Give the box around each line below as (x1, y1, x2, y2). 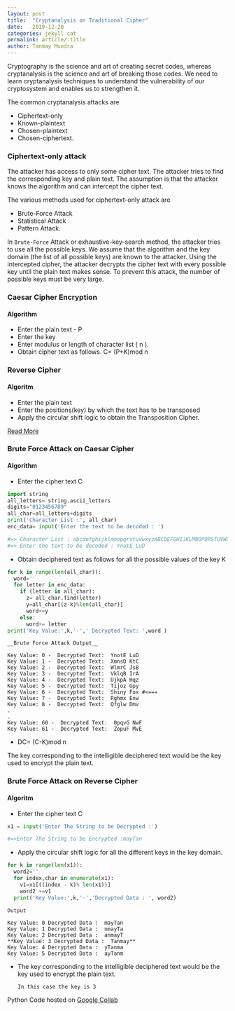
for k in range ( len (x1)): (7, 862, 83, 869)
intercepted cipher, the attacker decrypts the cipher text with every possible (7, 260, 227, 268)
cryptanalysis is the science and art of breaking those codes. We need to (7, 69, 218, 78)
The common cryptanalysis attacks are (7, 98, 120, 106)
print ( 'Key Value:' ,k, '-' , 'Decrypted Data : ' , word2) (13, 894, 177, 901)
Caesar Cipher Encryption (7, 292, 98, 302)
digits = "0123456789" (7, 504, 68, 511)
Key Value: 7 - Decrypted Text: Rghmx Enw (7, 695, 139, 702)
